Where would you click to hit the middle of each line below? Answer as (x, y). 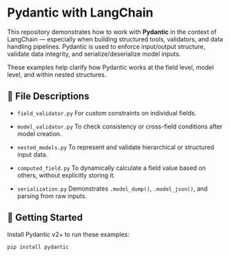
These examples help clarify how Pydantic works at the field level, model (111, 67)
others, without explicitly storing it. (66, 175)
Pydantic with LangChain (80, 13)
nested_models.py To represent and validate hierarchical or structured (116, 147)
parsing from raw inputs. (52, 196)
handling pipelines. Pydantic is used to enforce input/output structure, (106, 46)
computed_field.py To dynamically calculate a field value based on (112, 168)
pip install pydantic (38, 247)
